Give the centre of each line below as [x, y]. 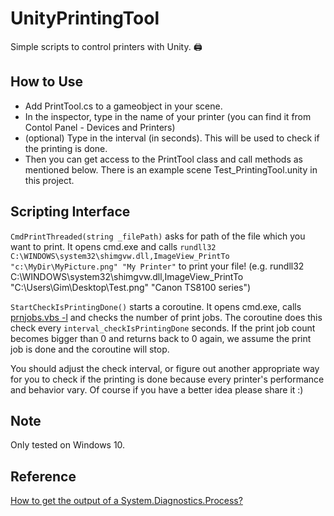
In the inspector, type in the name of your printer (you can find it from [168, 116]
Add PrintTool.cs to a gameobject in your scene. [123, 106]
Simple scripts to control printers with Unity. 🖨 [106, 46]
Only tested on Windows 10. [68, 445]
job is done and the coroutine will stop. [90, 349]
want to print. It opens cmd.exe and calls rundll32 [113, 246]
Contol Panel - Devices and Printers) [100, 127]
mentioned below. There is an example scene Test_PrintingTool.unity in [171, 169]
